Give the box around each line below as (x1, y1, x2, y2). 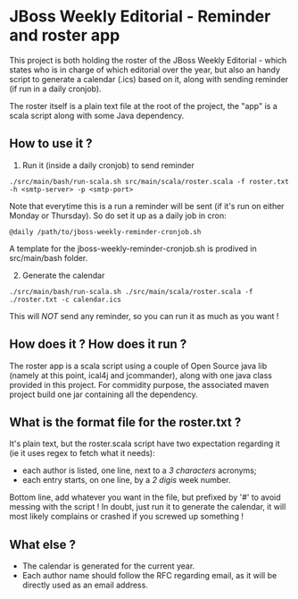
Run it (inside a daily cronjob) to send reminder (21, 159, 195, 171)
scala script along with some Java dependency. (9, 110, 185, 121)
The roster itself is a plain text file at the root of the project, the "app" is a (9, 100, 278, 111)
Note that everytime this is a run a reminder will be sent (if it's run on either (9, 200, 285, 211)
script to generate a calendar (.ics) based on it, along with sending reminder (9, 73, 289, 84)
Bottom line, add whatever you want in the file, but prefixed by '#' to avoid (9, 492, 281, 502)
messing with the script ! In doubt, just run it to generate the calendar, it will (9, 502, 286, 512)
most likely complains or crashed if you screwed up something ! (9, 511, 244, 522)
